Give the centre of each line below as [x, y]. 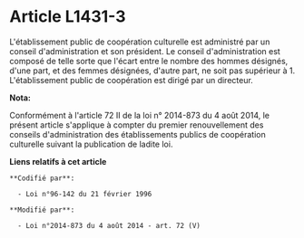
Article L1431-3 [68, 17]
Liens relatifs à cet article [58, 161]
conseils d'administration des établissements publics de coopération [137, 134]
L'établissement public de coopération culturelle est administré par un [140, 42]
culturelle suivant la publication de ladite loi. [91, 144]
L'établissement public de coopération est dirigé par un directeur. [132, 80]
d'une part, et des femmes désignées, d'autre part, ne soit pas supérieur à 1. [152, 71]
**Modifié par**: [42, 210]
